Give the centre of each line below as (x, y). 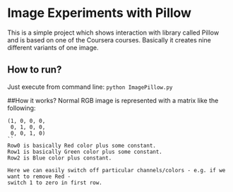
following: (22, 108)
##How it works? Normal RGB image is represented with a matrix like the (113, 100)
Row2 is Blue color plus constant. (60, 158)
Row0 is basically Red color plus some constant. (82, 145)
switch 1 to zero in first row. (55, 182)
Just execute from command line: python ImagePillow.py (90, 87)
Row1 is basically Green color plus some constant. (85, 152)
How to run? (35, 70)
